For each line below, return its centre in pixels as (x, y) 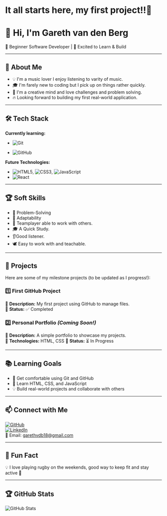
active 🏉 (13, 473)
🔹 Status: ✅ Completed (29, 309)
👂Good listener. (28, 236)
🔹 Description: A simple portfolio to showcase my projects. (66, 335)
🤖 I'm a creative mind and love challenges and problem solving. (77, 92)
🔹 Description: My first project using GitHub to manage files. (67, 304)
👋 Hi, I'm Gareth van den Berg (67, 33)
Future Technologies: (28, 162)
